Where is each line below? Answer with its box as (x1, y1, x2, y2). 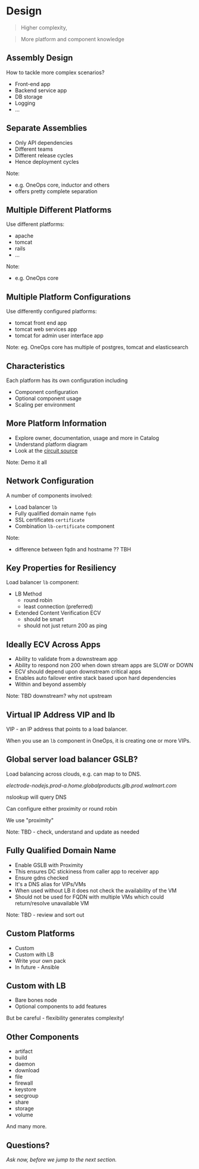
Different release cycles (14, 151, 73, 159)
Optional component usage (14, 395, 82, 402)
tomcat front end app (14, 319, 67, 326)
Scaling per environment (14, 401, 76, 408)
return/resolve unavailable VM (14, 899, 89, 906)
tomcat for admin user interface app (14, 332, 104, 339)
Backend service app (14, 87, 67, 94)
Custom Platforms (6, 929, 75, 939)
